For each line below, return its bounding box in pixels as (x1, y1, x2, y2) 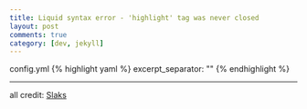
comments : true (9, 30, 68, 39)
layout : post (9, 22, 59, 31)
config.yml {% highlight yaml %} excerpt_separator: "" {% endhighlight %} (9, 64, 291, 74)
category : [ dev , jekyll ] (9, 38, 104, 48)
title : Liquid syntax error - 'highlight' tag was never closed (9, 13, 259, 23)
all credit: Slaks (9, 90, 67, 101)
